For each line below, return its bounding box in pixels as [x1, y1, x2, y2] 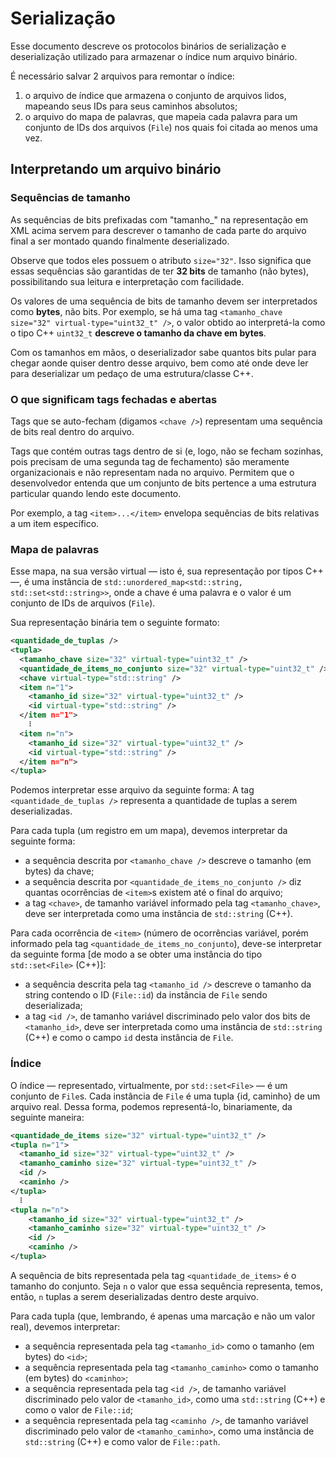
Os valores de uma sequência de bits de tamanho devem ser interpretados [10, 295, 318, 307]
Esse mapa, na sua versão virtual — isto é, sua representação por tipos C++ [10, 565, 324, 577]
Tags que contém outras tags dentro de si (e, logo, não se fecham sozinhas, [10, 445, 324, 457]
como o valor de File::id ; [24, 1403, 133, 1416]
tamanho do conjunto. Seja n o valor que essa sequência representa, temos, [10, 1280, 323, 1292]
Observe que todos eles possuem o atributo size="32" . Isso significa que [10, 254, 312, 266]
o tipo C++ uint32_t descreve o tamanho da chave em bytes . [10, 327, 267, 339]
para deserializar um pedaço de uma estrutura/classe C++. [10, 367, 254, 379]
